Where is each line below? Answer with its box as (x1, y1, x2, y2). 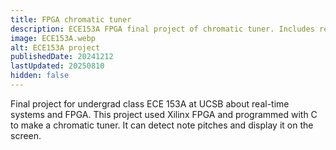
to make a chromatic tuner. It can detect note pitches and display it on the (10, 119, 314, 131)
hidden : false (10, 71, 70, 81)
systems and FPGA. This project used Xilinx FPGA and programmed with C (10, 108, 318, 120)
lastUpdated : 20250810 (10, 61, 105, 71)
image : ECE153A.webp (10, 33, 97, 43)
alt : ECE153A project (10, 42, 101, 53)
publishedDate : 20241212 (10, 52, 114, 62)
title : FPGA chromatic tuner (10, 14, 132, 25)
